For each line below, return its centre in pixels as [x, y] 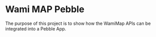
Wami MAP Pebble [45, 9]
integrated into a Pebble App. [36, 28]
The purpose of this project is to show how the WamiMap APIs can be [78, 23]
